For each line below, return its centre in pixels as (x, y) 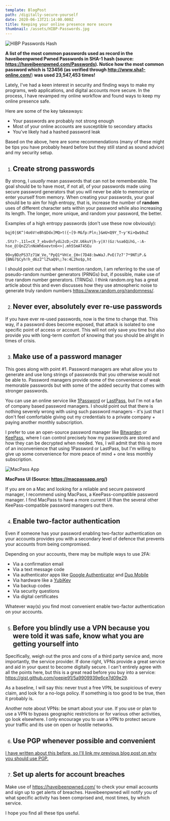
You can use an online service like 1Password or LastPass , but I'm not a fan (84, 401)
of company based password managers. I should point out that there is (79, 406)
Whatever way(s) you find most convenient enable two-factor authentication (85, 606)
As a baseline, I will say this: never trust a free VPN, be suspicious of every (83, 688)
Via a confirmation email (38, 564)
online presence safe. (28, 101)
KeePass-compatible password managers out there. (60, 505)
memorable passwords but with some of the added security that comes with (85, 385)
